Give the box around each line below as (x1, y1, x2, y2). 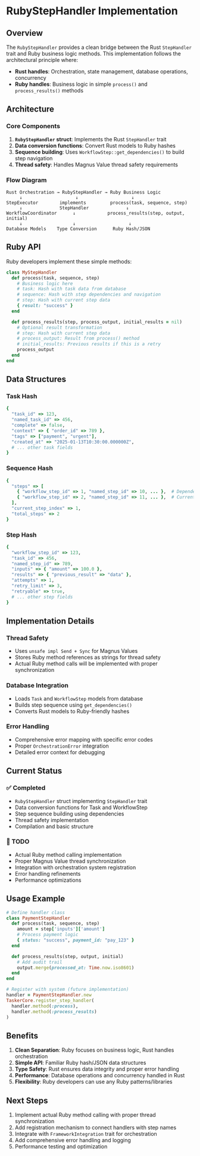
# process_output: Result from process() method (17, 336, 140, 342)
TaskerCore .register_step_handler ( (6, 997, 95, 1003)
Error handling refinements (14, 870, 81, 877)
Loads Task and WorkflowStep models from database (14, 695, 143, 702)
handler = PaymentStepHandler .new (6, 992, 92, 998)
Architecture (6, 104, 55, 114)
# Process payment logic (17, 932, 79, 938)
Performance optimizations (14, 876, 82, 884)
